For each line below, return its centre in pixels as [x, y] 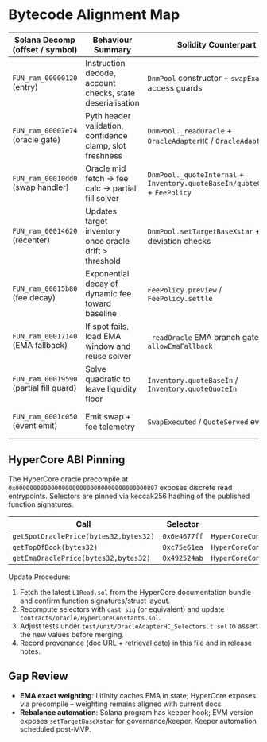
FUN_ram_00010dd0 [45, 178]
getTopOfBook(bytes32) [55, 547]
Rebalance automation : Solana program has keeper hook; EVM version [137, 712]
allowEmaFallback [180, 346]
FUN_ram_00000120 [45, 78]
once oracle [107, 241]
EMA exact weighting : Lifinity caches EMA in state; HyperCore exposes [138, 695]
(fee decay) [34, 297]
